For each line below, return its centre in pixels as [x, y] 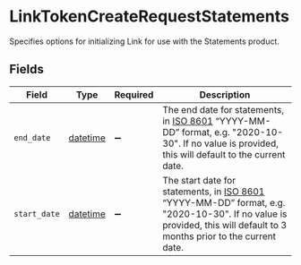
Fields [27, 69]
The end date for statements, [224, 109]
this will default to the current [224, 154]
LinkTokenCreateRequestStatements [149, 17]
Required [134, 94]
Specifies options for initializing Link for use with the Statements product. [145, 41]
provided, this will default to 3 [225, 225]
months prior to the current [219, 236]
